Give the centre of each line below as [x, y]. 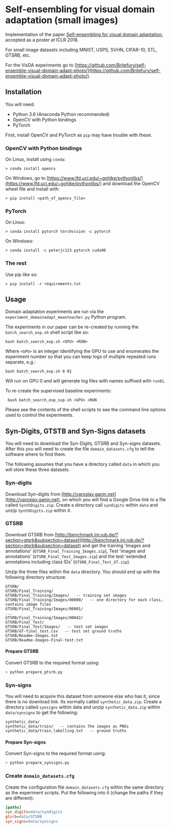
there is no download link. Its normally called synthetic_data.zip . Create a [83, 702]
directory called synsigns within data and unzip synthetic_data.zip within [83, 707]
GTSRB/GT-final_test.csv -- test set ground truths [64, 631]
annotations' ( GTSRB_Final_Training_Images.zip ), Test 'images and [75, 551]
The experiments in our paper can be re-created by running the [72, 327]
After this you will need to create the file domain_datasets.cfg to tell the [80, 449]
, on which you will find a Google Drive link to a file [113, 500]
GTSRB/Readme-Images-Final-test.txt [44, 640]
